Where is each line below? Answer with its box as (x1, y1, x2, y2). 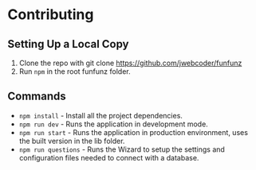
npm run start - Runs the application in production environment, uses (18, 127, 249, 137)
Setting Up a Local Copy (7, 37, 129, 51)
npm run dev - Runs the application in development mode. (18, 119, 208, 129)
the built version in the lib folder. (18, 136, 125, 145)
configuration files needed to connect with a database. (18, 153, 199, 162)
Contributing (7, 6, 94, 24)
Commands (7, 90, 67, 103)
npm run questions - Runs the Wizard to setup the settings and (18, 145, 225, 154)
